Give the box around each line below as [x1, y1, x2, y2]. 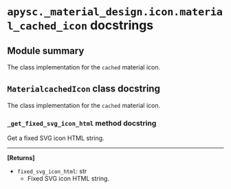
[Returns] [7, 154, 36, 162]
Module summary [7, 45, 85, 56]
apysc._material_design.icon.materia [7, 5, 223, 19]
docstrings [89, 18, 154, 33]
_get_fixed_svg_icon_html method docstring [7, 118, 157, 128]
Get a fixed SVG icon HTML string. [7, 134, 104, 142]
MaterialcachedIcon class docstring [7, 83, 160, 95]
